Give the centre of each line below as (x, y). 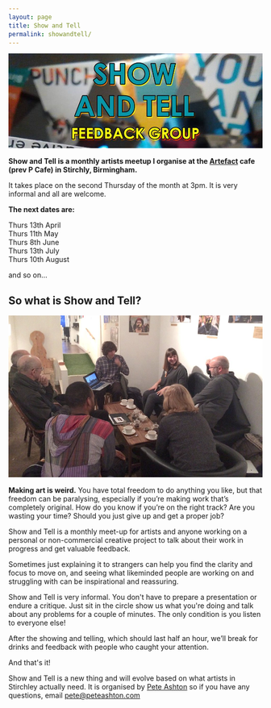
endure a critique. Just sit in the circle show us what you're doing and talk (131, 606)
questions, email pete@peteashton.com (75, 696)
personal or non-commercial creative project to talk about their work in (126, 540)
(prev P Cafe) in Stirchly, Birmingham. (73, 170)
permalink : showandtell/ (50, 34)
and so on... (28, 275)
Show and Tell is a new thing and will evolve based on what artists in (122, 678)
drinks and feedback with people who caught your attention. (109, 647)
